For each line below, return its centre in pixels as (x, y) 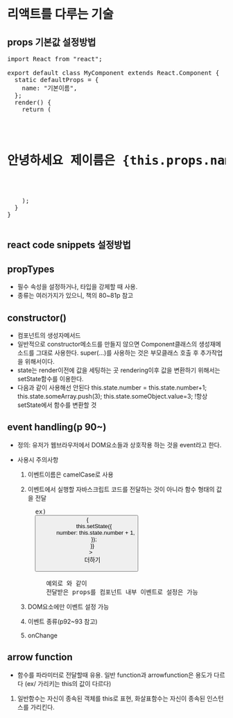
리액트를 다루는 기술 (61, 14)
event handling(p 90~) (57, 428)
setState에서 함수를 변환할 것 (57, 405)
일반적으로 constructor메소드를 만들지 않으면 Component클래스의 (107, 344)
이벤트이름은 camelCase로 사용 (70, 474)
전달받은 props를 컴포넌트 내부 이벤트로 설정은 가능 (122, 592)
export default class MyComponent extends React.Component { (113, 73)
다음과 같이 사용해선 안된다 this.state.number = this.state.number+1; (112, 388)
